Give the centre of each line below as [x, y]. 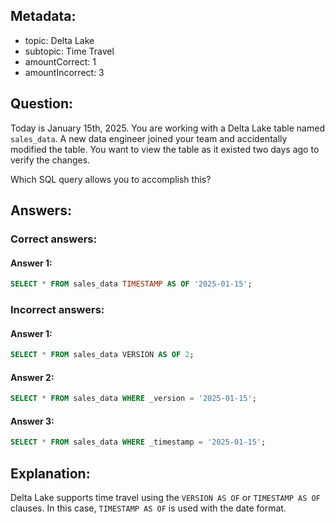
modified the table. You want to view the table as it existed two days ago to [165, 149]
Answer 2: [32, 377]
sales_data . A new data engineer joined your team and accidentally [149, 138]
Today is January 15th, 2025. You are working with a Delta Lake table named [167, 128]
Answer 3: [32, 421]
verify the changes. [50, 160]
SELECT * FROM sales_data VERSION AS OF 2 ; [102, 355]
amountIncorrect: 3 [64, 72]
